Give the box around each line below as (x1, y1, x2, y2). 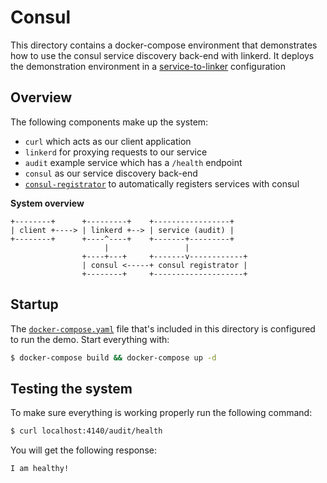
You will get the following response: (10, 444, 157, 456)
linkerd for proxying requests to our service (24, 146, 208, 158)
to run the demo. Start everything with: (10, 333, 170, 345)
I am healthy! (10, 464, 70, 474)
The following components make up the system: (10, 116, 209, 128)
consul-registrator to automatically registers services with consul (24, 177, 300, 190)
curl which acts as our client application (24, 135, 192, 147)
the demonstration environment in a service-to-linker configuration (10, 60, 286, 72)
